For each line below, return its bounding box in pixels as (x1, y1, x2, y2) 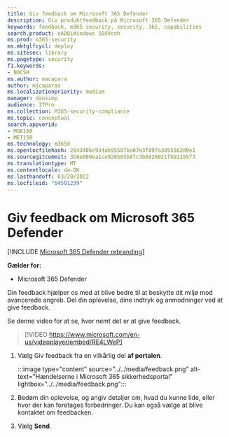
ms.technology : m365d (7, 141, 71, 148)
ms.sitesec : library (7, 50, 68, 57)
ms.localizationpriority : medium (7, 88, 105, 95)
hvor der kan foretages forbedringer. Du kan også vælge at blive (17, 401, 203, 410)
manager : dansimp (7, 95, 58, 102)
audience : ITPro (7, 102, 55, 109)
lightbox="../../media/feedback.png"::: (17, 380, 127, 389)
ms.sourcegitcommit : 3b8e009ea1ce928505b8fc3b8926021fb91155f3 (7, 153, 196, 161)
